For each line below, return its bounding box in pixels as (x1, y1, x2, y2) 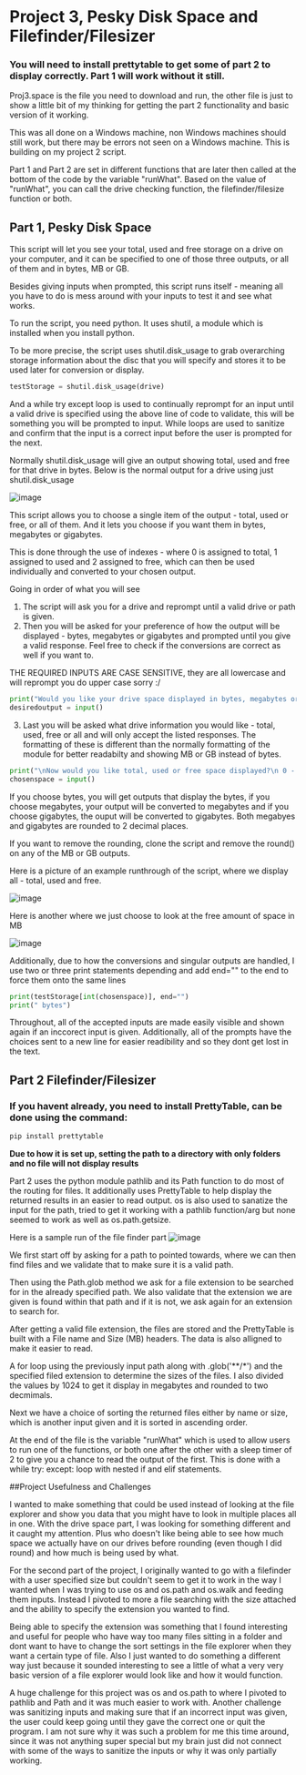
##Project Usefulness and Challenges (9, 1481, 152, 1492)
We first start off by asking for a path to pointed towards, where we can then (9, 1250, 296, 1260)
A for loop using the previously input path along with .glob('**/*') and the (9, 1360, 283, 1372)
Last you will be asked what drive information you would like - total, (22, 719, 276, 730)
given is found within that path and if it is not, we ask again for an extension (9, 1296, 293, 1307)
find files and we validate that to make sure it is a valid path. (9, 1259, 234, 1270)
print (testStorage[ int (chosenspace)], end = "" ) (9, 992, 189, 1001)
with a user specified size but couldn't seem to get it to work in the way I (9, 1574, 282, 1586)
